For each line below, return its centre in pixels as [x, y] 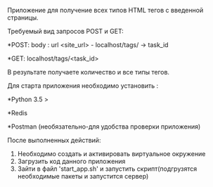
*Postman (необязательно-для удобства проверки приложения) [104, 127]
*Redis [18, 113]
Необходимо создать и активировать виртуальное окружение [111, 154]
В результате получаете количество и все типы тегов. [89, 72]
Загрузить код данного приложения [71, 161]
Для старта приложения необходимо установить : [83, 86]
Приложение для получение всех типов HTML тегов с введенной [105, 10]
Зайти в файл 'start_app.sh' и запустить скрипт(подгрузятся [107, 169]
